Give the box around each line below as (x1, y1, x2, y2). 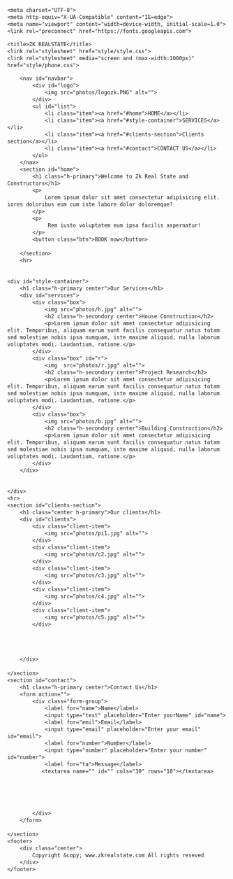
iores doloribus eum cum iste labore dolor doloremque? (7, 201, 173, 208)
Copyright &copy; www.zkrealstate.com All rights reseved (32, 852, 204, 859)
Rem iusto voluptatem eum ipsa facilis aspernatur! (47, 222, 201, 229)
